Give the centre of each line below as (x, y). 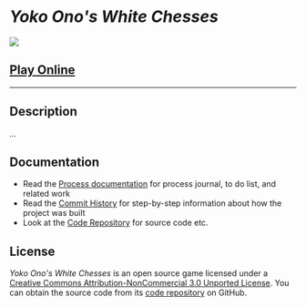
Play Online (42, 70)
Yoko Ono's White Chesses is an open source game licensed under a (139, 273)
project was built (54, 213)
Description (43, 112)
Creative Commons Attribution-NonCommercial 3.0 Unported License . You (149, 283)
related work (46, 194)
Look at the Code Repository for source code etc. (115, 223)
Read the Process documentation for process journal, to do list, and (149, 184)
